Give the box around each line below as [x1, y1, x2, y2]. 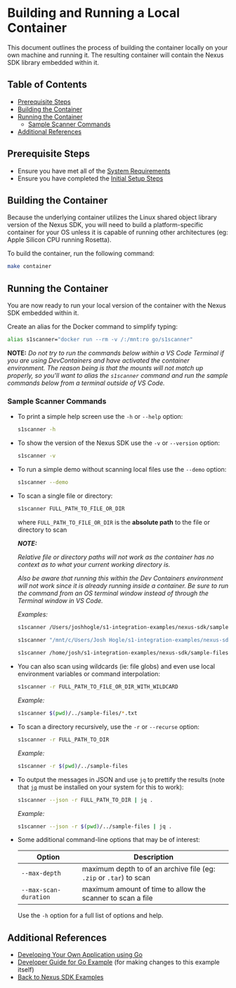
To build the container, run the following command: [7, 249, 155, 258]
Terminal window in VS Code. [17, 596, 103, 604]
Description [133, 852, 174, 862]
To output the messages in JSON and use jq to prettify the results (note [17, 775, 225, 783]
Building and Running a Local [7, 5, 181, 21]
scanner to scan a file [81, 894, 153, 903]
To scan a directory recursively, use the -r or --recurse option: [17, 722, 200, 731]
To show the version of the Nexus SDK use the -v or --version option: [17, 439, 220, 447]
